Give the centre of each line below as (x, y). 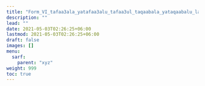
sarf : (19, 57)
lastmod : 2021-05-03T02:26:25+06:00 (53, 35)
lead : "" (17, 23)
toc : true (19, 74)
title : (15, 12)
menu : (13, 51)
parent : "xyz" (35, 62)
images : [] (20, 46)
